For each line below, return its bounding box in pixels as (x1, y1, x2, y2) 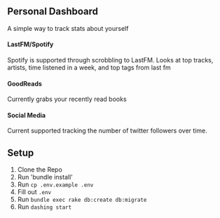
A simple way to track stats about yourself (7, 24, 129, 32)
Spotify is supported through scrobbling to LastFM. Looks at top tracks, (7, 56, 214, 64)
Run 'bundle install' (17, 173, 74, 182)
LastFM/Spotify (7, 40, 54, 48)
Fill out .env (17, 188, 52, 196)
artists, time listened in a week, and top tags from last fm (7, 63, 171, 72)
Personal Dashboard (7, 6, 99, 18)
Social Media (7, 111, 46, 119)
